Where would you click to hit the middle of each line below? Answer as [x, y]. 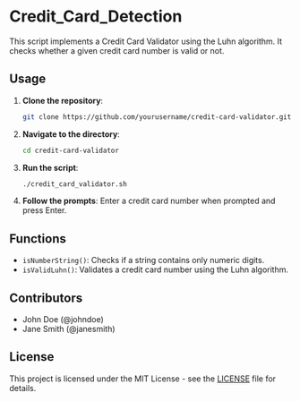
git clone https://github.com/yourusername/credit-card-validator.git [157, 117]
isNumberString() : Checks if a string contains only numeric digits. [143, 260]
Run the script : [50, 167]
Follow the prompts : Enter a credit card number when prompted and [149, 201]
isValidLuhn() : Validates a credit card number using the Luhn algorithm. [155, 269]
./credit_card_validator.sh [74, 184]
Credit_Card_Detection [96, 17]
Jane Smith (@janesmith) [69, 329]
